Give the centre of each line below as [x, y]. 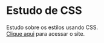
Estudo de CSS [44, 11]
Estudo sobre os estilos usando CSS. [52, 27]
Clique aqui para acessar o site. [46, 33]
